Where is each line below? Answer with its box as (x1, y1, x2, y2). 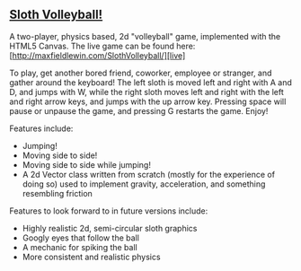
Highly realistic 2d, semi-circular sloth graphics (22, 223, 198, 233)
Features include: (9, 123, 74, 134)
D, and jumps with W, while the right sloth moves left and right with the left (9, 86, 285, 97)
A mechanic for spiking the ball (22, 241, 137, 252)
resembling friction (22, 188, 93, 198)
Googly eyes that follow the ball (22, 232, 139, 243)
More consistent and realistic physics (22, 251, 161, 262)
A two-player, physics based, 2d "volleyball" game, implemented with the (9, 31, 281, 41)
